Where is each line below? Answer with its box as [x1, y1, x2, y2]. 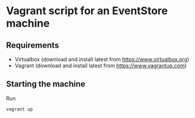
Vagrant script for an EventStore [6, 4, 168, 18]
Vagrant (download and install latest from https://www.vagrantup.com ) [14, 62, 187, 69]
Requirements [6, 40, 59, 50]
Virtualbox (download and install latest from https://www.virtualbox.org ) [14, 56, 190, 63]
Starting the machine [6, 79, 86, 89]
